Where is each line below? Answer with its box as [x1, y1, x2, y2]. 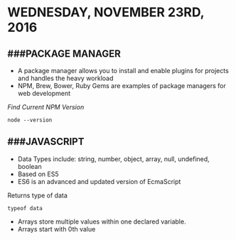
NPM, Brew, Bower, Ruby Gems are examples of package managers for [17, 82, 226, 89]
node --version [7, 116, 53, 124]
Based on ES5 [17, 170, 59, 178]
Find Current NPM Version [7, 103, 85, 111]
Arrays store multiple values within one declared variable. [17, 217, 186, 226]
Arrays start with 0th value [17, 224, 96, 233]
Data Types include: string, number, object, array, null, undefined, [17, 154, 210, 163]
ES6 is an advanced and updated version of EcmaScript [17, 177, 181, 185]
